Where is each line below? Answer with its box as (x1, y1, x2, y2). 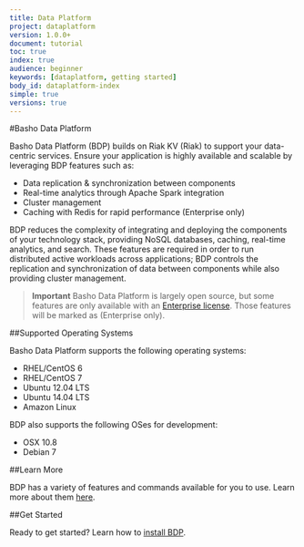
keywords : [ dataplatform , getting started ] (9, 73, 177, 82)
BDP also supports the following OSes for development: (9, 419, 218, 430)
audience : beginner (9, 65, 84, 74)
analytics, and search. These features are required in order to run (9, 243, 255, 255)
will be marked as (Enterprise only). (31, 310, 166, 321)
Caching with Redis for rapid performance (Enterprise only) (22, 207, 246, 218)
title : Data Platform (9, 13, 92, 23)
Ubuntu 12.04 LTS (22, 382, 90, 393)
